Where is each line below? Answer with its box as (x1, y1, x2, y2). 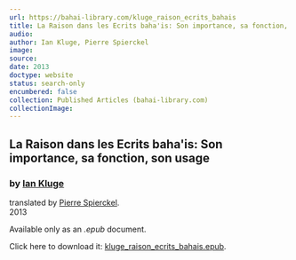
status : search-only (9, 79, 86, 88)
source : (9, 54, 38, 63)
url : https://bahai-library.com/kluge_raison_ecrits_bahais (9, 12, 237, 22)
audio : (9, 29, 34, 38)
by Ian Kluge (9, 177, 65, 189)
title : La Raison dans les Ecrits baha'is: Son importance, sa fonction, (9, 21, 289, 30)
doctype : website (9, 71, 74, 80)
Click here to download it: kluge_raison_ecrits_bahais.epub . (9, 240, 227, 251)
